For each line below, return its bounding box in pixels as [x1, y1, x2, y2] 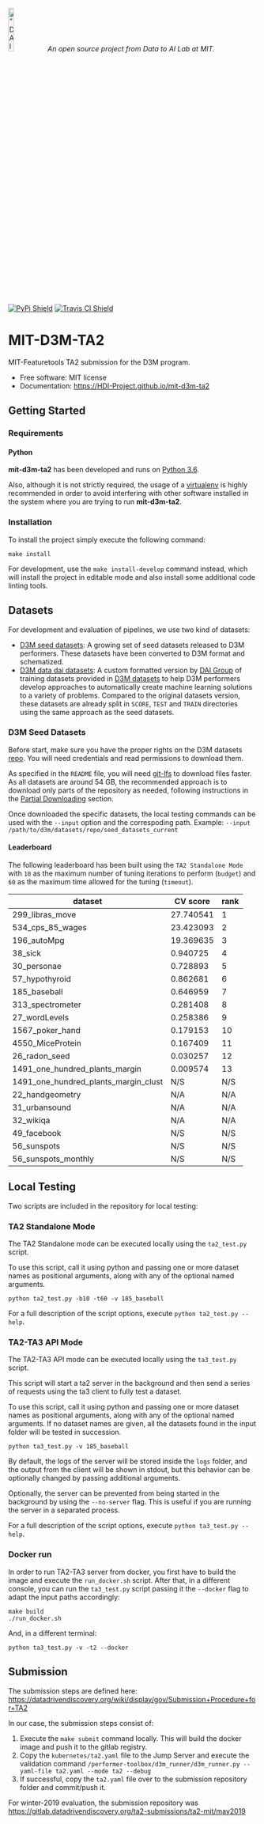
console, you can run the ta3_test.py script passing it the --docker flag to [8, 1584, 249, 1593]
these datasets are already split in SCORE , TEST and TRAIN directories [19, 698, 239, 708]
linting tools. [8, 581, 48, 590]
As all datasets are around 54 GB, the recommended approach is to [8, 777, 228, 786]
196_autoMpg [12, 935, 65, 946]
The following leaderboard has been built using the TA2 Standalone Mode [8, 861, 243, 870]
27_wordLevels [12, 1012, 70, 1024]
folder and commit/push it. [19, 1782, 107, 1792]
